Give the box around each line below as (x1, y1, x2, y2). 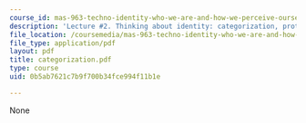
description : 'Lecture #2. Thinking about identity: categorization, (9, 22, 280, 31)
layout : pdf (9, 47, 55, 56)
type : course (9, 64, 59, 73)
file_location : (9, 30, 67, 39)
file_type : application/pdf (9, 38, 117, 48)
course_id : (9, 13, 51, 23)
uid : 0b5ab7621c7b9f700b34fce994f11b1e (9, 72, 161, 81)
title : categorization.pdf (9, 55, 112, 64)
